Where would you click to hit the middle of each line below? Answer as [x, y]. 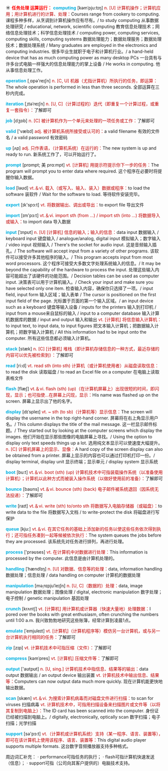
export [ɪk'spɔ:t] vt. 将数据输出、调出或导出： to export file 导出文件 [75, 205]
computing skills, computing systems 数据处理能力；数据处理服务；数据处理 [84, 39]
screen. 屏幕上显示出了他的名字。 [40, 401]
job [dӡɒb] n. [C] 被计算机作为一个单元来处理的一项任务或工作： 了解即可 [80, 121]
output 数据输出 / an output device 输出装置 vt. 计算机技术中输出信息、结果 [83, 675]
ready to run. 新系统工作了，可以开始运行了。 [52, 154]
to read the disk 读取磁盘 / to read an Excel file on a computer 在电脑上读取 [83, 372]
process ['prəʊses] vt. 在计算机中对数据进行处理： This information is [77, 552]
